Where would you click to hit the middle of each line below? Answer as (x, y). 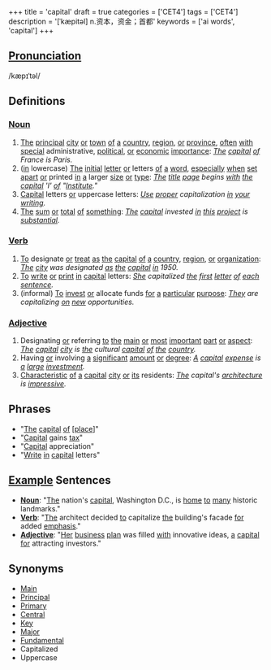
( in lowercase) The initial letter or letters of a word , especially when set (139, 168)
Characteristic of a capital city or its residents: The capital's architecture (141, 375)
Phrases (30, 409)
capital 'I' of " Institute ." (59, 185)
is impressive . (43, 384)
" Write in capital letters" (60, 455)
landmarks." (40, 508)
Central (32, 614)
